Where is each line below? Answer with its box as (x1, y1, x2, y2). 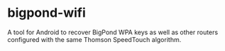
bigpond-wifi (7, 5, 87, 21)
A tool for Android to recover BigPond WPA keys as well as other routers (7, 28, 219, 36)
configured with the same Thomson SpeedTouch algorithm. (7, 35, 182, 43)
